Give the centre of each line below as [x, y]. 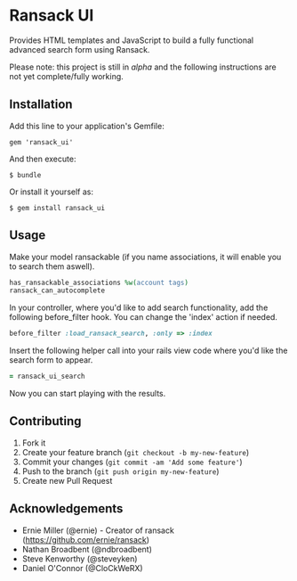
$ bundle [25, 175]
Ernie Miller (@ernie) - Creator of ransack [98, 530]
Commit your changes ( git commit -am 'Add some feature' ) [132, 462]
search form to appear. [51, 360]
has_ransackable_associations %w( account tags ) [99, 282]
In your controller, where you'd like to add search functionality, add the [139, 307]
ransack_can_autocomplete [57, 290]
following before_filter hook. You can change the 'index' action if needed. [144, 317]
